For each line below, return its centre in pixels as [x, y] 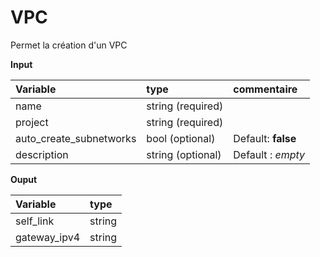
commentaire [265, 89]
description [42, 154]
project [32, 122]
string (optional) [184, 154]
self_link [35, 221]
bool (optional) [181, 138]
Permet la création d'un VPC [69, 45]
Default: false [265, 138]
